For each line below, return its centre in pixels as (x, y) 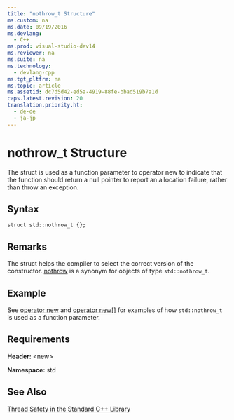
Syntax (23, 209)
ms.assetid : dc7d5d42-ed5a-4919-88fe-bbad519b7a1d (83, 92)
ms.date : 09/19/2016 (37, 27)
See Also (27, 392)
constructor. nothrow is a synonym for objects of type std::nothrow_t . (109, 271)
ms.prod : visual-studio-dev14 (51, 46)
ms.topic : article (34, 86)
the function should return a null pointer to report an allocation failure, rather (117, 179)
